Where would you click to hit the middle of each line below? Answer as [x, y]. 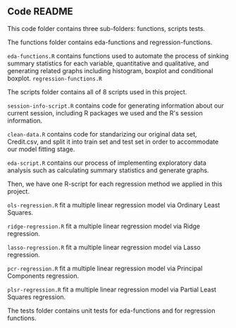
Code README [40, 12]
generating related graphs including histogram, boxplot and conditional [110, 70]
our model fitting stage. [41, 149]
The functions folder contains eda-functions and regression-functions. [110, 42]
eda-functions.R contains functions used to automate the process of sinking [118, 56]
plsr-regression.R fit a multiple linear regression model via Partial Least [112, 289]
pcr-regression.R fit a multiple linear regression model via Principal [105, 268]
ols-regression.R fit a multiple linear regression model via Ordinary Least [114, 205]
